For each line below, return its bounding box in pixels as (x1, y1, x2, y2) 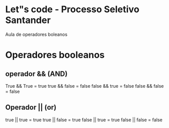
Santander (5, 14, 51, 26)
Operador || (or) (5, 103, 57, 112)
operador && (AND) (5, 69, 68, 78)
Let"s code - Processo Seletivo (5, 4, 139, 15)
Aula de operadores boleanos (5, 31, 68, 37)
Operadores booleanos (5, 49, 105, 61)
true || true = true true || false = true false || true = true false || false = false (5, 116, 162, 123)
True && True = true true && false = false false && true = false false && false (5, 83, 164, 89)
